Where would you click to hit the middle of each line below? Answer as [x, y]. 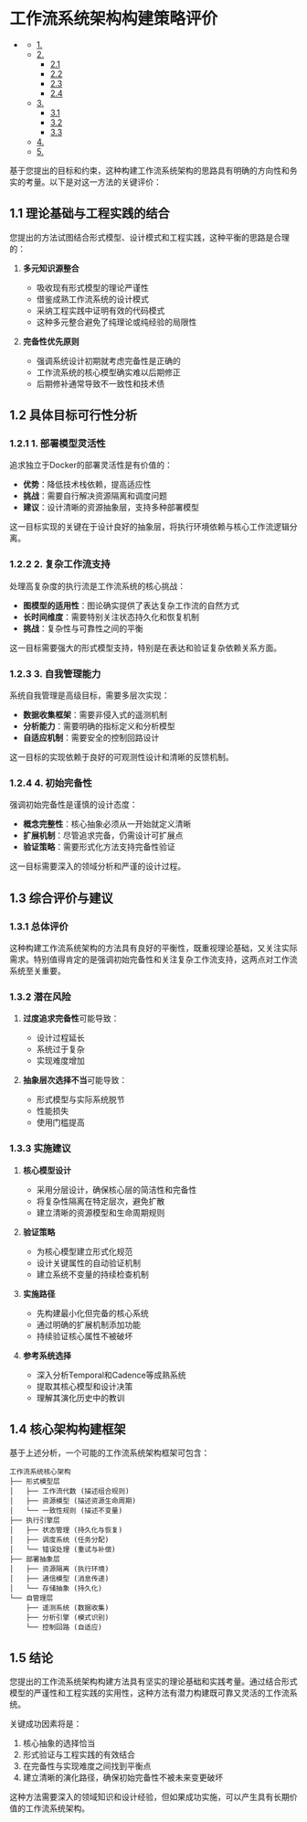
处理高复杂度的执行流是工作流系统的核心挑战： [97, 585]
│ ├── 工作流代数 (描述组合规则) [69, 1492]
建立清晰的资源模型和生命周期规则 [101, 1212]
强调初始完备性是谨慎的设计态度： [74, 805]
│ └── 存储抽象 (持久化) [56, 1589]
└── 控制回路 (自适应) [64, 1628]
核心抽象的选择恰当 [59, 1743]
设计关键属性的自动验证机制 [89, 1262]
